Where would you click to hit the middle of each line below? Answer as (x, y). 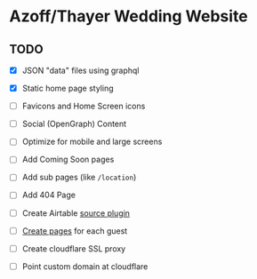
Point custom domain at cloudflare (85, 266)
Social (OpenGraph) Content (74, 124)
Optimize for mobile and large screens (92, 142)
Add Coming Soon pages (68, 159)
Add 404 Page (48, 195)
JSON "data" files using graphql (80, 70)
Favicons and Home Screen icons (84, 106)
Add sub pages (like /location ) (79, 177)
